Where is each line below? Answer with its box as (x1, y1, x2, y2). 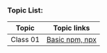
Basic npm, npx (46, 35, 97, 45)
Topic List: (7, 6, 44, 15)
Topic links (53, 23, 90, 33)
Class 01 (10, 35, 40, 45)
